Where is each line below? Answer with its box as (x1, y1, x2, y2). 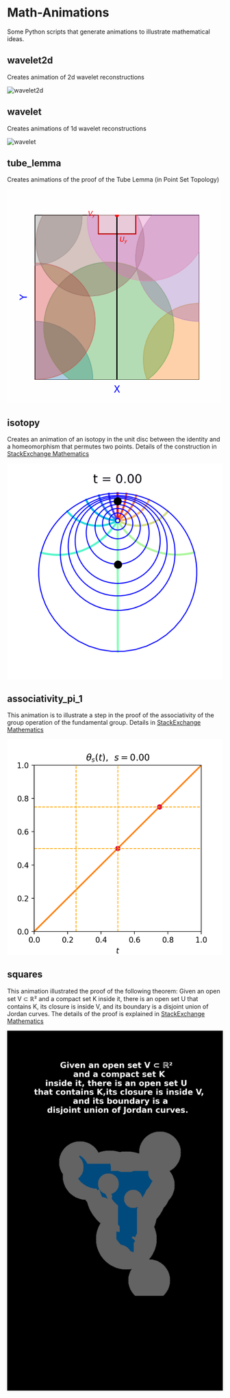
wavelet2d (7, 55, 53, 67)
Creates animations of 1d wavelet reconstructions (7, 124, 147, 132)
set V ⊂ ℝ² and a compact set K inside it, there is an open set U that (7, 994, 199, 1002)
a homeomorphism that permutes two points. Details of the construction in (7, 442, 217, 450)
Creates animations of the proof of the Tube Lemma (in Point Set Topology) (7, 176, 220, 184)
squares (7, 969, 43, 980)
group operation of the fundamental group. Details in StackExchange (7, 719, 201, 726)
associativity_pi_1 (7, 692, 84, 704)
